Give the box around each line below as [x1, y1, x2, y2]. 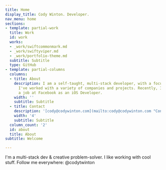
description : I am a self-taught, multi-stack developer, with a [14, 81, 152, 86]
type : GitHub [9, 62, 37, 67]
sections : [5, 21, 26, 26]
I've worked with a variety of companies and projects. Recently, [18, 85, 158, 91]
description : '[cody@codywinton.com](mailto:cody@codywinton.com [14, 109, 152, 114]
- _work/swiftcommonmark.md [9, 44, 68, 49]
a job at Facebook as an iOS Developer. [18, 90, 103, 95]
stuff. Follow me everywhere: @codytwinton [5, 160, 95, 166]
